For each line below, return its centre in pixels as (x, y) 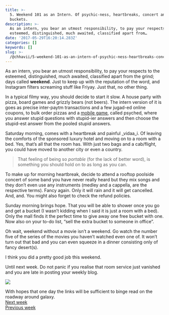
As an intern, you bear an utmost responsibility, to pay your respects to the (82, 71)
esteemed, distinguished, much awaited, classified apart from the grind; (80, 77)
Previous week (21, 307)
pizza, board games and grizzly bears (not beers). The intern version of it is (83, 102)
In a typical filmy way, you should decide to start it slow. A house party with (83, 97)
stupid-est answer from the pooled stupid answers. (58, 123)
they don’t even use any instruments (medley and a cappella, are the (76, 185)
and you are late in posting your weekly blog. (52, 272)
